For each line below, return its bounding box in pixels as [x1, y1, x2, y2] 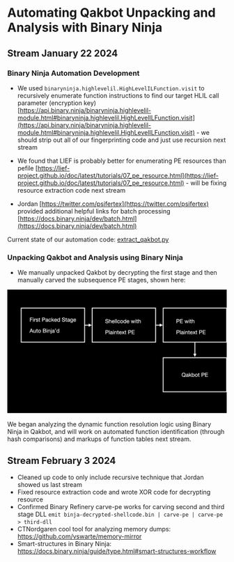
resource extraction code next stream [17, 186, 126, 194]
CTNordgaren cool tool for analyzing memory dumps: [17, 525, 171, 533]
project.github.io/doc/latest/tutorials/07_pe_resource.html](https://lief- [17, 171, 219, 179]
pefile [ [17, 163, 38, 172]
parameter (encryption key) [17, 99, 96, 107]
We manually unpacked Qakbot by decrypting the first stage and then [17, 268, 217, 277]
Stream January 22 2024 [7, 47, 118, 59]
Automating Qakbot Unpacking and [7, 5, 216, 21]
